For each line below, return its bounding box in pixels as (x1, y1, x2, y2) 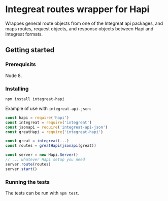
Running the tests (5, 178, 50, 185)
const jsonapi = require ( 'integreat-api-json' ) (5, 125, 108, 130)
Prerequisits (5, 61, 37, 68)
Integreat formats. (5, 31, 43, 37)
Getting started (5, 46, 55, 54)
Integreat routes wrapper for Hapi (5, 4, 150, 15)
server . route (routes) (5, 162, 51, 167)
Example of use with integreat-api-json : (5, 105, 91, 111)
